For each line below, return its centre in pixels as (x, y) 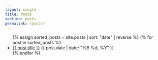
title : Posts (18, 14)
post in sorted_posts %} (37, 43)
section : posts (21, 19)
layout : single (21, 10)
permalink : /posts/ (25, 23)
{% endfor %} (26, 53)
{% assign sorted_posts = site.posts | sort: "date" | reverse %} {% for (83, 37)
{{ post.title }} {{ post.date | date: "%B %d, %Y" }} (63, 48)
